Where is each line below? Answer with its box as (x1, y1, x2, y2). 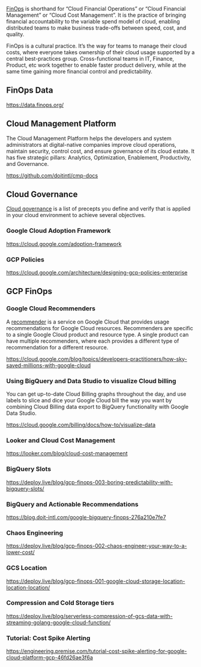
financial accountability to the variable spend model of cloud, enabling (6, 18, 180, 25)
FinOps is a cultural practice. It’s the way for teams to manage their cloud (6, 42, 187, 49)
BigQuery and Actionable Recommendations (6, 500, 139, 508)
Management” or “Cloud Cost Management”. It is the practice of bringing (6, 11, 187, 19)
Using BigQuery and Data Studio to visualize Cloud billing (6, 377, 176, 385)
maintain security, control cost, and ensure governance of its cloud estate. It (6, 147, 195, 155)
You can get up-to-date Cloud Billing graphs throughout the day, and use (6, 390, 187, 398)
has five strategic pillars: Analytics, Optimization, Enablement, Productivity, (6, 153, 191, 161)
